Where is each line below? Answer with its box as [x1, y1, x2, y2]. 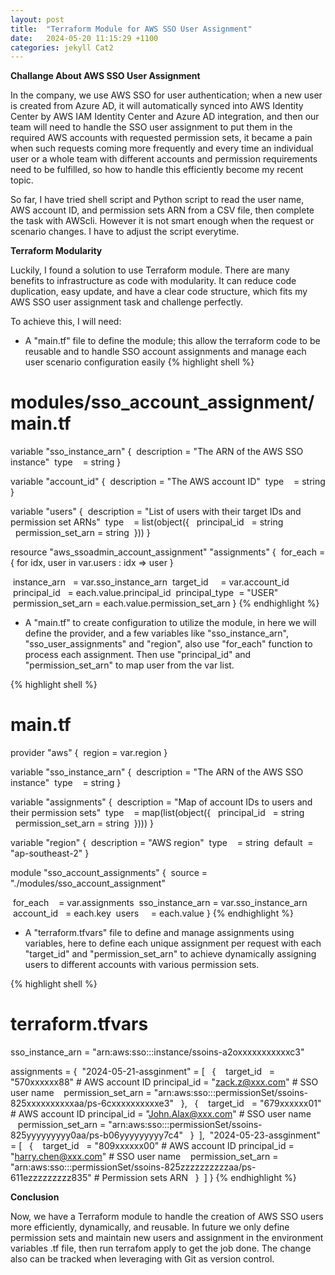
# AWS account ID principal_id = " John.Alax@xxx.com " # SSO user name [10, 1108, 312, 1120]
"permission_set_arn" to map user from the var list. [24, 659, 235, 671]
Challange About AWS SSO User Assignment [10, 70, 201, 82]
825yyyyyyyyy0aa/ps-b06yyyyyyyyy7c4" [10, 1129, 183, 1141]
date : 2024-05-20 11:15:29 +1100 [10, 33, 159, 43]
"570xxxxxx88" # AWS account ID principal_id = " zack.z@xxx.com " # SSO [10, 1076, 319, 1088]
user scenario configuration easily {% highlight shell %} [24, 356, 255, 368]
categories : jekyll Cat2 [10, 42, 114, 53]
